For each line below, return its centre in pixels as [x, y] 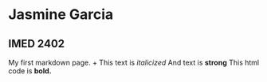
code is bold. [30, 71]
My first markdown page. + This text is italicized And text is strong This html [134, 62]
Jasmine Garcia [61, 15]
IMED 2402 [37, 44]
